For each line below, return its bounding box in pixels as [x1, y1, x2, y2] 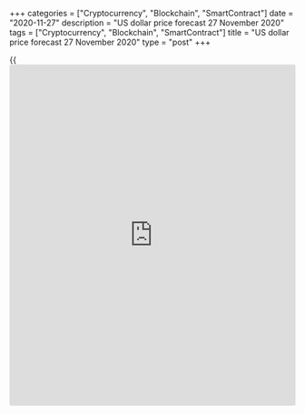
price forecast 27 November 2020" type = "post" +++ [9, 36, 212, 47]
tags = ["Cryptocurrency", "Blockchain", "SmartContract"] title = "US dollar [9, 27, 290, 37]
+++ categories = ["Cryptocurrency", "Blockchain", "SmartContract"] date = [9, 8, 294, 18]
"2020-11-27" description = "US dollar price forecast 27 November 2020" [9, 17, 284, 28]
